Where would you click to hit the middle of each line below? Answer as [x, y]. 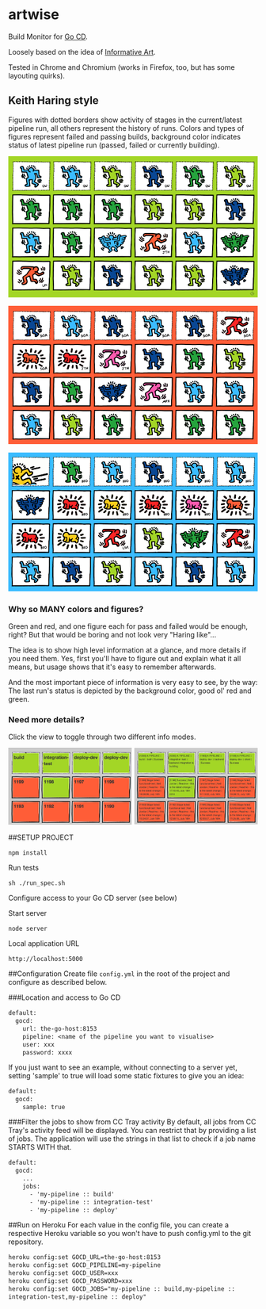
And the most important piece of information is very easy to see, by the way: [133, 682]
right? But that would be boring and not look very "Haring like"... [112, 634]
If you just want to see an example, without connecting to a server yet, [123, 1067]
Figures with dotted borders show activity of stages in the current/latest [125, 120]
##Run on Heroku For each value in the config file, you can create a [119, 1225]
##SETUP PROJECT [41, 837]
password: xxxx [47, 1053]
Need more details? [46, 719]
